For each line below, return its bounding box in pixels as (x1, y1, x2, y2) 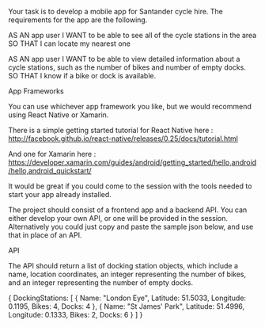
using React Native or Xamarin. (8, 110, 109, 120)
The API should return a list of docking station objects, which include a (8, 261, 239, 270)
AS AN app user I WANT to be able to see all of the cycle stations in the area (8, 31, 257, 40)
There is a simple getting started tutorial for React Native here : (8, 126, 214, 135)
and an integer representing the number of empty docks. (8, 278, 194, 287)
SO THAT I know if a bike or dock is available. (8, 71, 157, 80)
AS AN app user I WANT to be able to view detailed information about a (8, 55, 240, 63)
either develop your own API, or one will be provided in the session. (8, 214, 228, 222)
